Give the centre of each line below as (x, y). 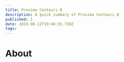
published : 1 (19, 19)
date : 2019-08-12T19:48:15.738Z (39, 24)
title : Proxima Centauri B (34, 10)
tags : (11, 29)
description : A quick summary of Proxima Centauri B (62, 15)
